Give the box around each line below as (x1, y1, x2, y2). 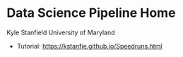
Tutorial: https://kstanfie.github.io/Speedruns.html (16, 42, 163, 50)
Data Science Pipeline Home (6, 5, 176, 21)
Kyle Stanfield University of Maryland (6, 28, 115, 37)
